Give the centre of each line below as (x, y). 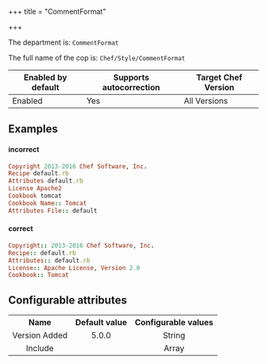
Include (40, 348)
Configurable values (174, 323)
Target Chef (219, 77)
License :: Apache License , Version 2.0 (74, 268)
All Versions (206, 101)
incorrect (24, 149)
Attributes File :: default (53, 210)
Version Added (40, 335)
